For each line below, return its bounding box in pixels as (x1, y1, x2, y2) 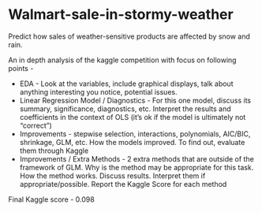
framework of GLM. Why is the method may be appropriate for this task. (19, 162, 254, 172)
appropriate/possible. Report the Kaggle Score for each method (19, 179, 227, 188)
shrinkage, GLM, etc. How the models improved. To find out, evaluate (19, 137, 245, 147)
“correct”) (19, 121, 53, 130)
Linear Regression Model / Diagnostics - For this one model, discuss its (19, 95, 252, 105)
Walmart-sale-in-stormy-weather (8, 6, 234, 24)
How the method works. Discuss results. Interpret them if (19, 171, 206, 180)
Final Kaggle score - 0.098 (8, 195, 95, 204)
